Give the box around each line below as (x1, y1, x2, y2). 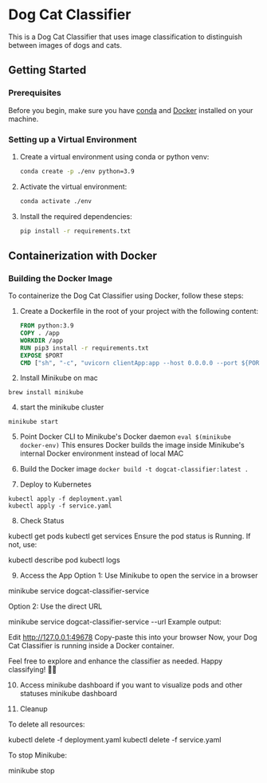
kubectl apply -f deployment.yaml (8, 495, 124, 503)
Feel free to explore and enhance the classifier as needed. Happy (8, 656, 223, 666)
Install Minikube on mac (19, 373, 98, 383)
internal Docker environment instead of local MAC (19, 448, 184, 459)
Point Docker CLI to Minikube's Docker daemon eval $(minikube (19, 432, 231, 441)
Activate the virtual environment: (19, 182, 128, 191)
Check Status (19, 516, 65, 526)
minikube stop (8, 766, 55, 776)
